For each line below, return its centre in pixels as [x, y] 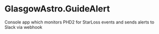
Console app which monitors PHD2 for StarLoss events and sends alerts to [79, 22]
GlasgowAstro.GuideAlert [57, 9]
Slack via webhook [23, 27]
